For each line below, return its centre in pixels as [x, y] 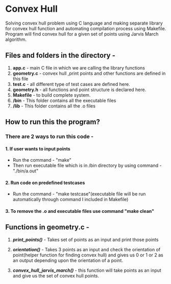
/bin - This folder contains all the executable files [64, 100]
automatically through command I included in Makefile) [70, 200]
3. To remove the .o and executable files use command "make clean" [80, 211]
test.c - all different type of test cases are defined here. [71, 84]
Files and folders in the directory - [60, 56]
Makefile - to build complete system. [52, 95]
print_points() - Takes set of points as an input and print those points [86, 239]
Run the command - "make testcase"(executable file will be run [79, 194]
